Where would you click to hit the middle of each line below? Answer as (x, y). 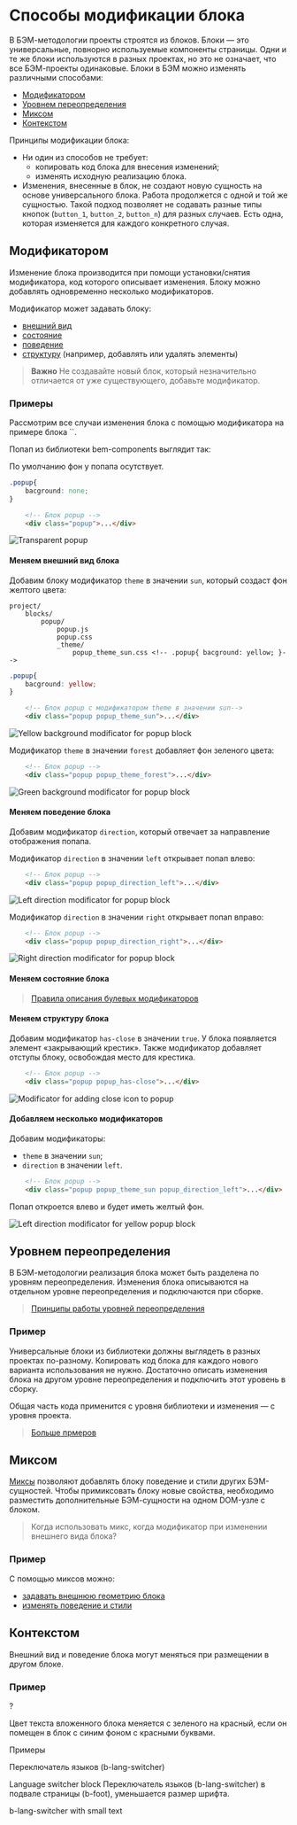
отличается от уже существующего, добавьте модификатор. (145, 380)
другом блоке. (36, 1664)
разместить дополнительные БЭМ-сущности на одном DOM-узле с (137, 1500)
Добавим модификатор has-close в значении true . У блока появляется (143, 1038)
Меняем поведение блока (60, 812)
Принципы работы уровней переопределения (118, 1309)
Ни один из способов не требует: (85, 157)
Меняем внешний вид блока (64, 561)
